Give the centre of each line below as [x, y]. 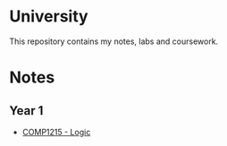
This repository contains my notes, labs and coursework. [114, 41]
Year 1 [26, 111]
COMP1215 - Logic [56, 132]
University [49, 17]
